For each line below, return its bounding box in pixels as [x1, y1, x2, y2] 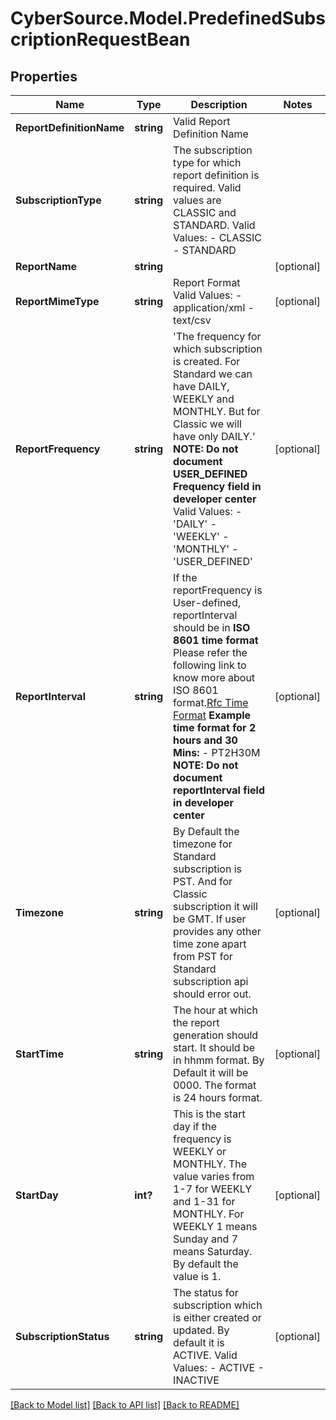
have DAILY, [173, 380, 230, 393]
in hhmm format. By [173, 1053, 265, 1067]
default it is [173, 1336, 225, 1349]
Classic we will [173, 417, 242, 431]
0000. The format [173, 1078, 257, 1092]
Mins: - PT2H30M [173, 746, 261, 759]
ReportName [15, 260, 78, 273]
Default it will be [173, 1066, 249, 1079]
